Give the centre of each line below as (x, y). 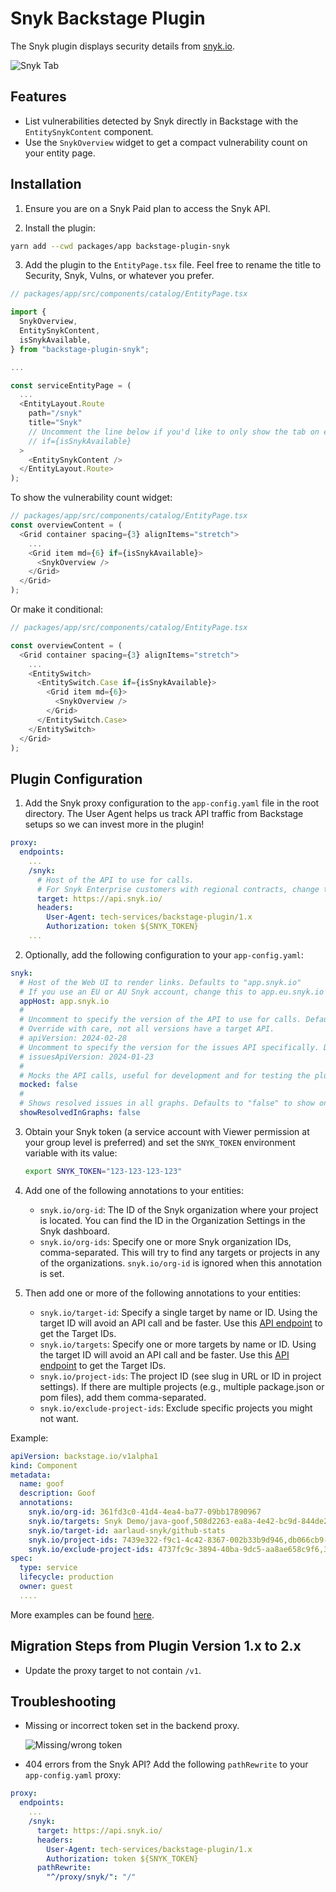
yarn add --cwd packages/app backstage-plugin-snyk (120, 246)
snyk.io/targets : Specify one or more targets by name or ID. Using (178, 1344)
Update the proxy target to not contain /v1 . (113, 1670)
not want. (59, 1418)
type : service (48, 1568)
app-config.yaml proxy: (73, 1775)
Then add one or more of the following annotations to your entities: (163, 1293)
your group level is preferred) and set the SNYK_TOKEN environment (160, 1142)
